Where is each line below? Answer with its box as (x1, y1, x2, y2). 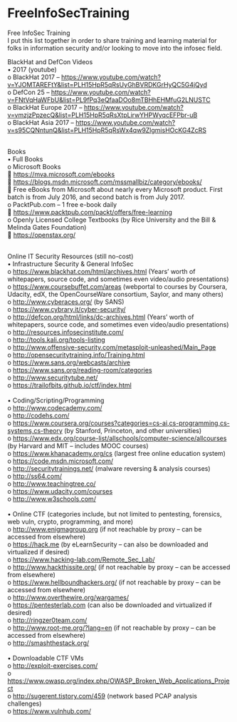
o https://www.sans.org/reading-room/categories (7, 365, 152, 374)
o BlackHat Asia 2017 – (7, 118, 75, 126)
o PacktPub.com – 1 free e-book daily (7, 200, 117, 208)
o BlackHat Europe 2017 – (7, 103, 83, 111)
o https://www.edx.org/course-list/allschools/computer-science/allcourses (7, 434, 227, 442)
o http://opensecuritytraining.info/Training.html (7, 350, 145, 359)
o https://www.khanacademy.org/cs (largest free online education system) (7, 449, 226, 457)
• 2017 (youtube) (7, 65, 57, 73)
